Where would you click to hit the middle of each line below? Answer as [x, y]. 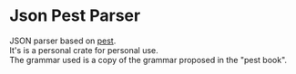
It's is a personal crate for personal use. [84, 50]
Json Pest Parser [75, 16]
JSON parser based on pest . [63, 41]
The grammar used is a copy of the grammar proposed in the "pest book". [148, 60]
